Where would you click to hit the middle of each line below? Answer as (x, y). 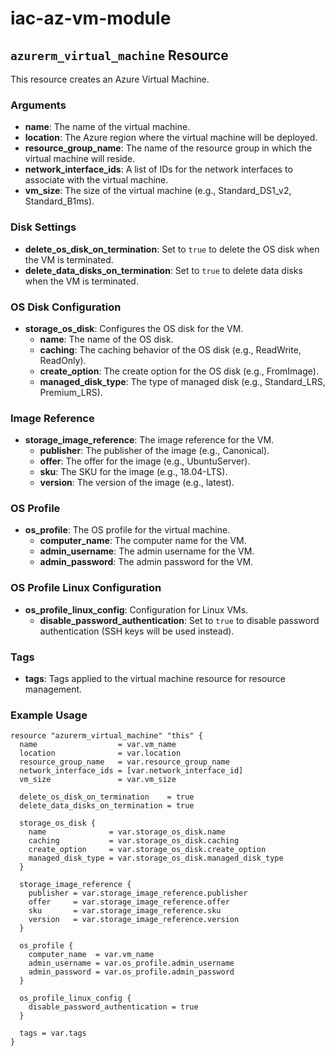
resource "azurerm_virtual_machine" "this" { (106, 736)
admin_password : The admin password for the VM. (146, 562)
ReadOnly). (63, 360)
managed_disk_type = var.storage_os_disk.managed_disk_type (156, 858)
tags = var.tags (53, 1033)
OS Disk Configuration (66, 307)
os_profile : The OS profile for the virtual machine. (127, 530)
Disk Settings (43, 227)
